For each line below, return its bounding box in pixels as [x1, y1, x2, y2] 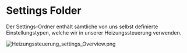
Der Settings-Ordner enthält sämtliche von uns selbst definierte [6, 23, 158, 30]
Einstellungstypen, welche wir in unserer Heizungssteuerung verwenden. [6, 29, 182, 36]
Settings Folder [6, 4, 82, 17]
